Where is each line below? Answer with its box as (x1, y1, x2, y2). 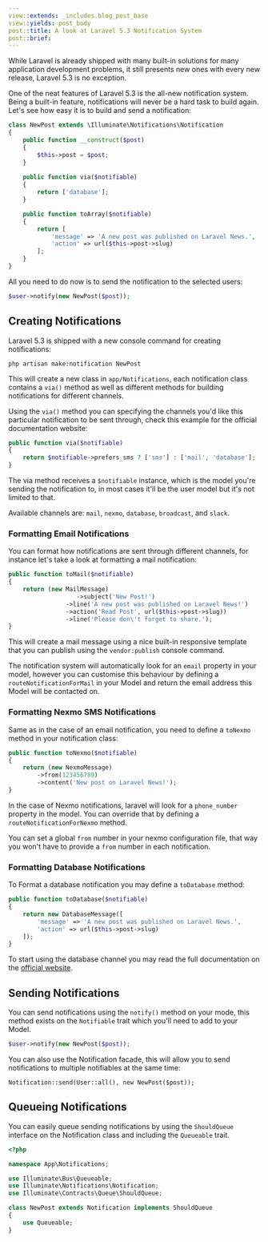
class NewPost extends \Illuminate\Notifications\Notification (8, 121, 224, 129)
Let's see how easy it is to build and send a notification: (8, 106, 192, 115)
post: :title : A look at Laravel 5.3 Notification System (8, 26, 202, 34)
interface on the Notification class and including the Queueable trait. (8, 1130, 230, 1139)
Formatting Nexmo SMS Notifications (8, 707, 156, 718)
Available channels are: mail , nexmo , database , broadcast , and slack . (8, 508, 230, 518)
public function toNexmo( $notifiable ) (8, 748, 138, 757)
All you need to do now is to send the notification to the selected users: (8, 276, 243, 286)
